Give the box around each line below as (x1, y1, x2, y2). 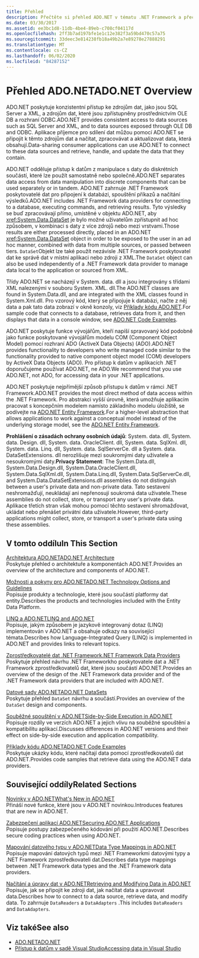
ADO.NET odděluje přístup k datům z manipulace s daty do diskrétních (6, 166, 178, 173)
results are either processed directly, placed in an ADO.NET (6, 229, 152, 236)
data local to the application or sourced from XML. (6, 267, 129, 274)
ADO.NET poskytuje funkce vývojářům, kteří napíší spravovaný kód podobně (6, 327, 193, 335)
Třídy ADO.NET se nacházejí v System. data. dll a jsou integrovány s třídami (6, 278, 191, 285)
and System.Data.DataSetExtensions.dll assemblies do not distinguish (6, 477, 176, 484)
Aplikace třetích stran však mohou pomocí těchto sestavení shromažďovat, (6, 502, 189, 509)
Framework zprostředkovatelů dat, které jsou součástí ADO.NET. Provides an (6, 664, 192, 672)
